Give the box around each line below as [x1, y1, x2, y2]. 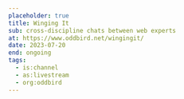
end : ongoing [8, 49, 52, 57]
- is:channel [15, 64, 59, 72]
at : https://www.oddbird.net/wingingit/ [8, 34, 145, 42]
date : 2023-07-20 [8, 42, 66, 49]
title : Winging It [8, 19, 69, 27]
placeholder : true [8, 11, 69, 20]
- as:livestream [15, 71, 69, 79]
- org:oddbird [15, 78, 62, 86]
